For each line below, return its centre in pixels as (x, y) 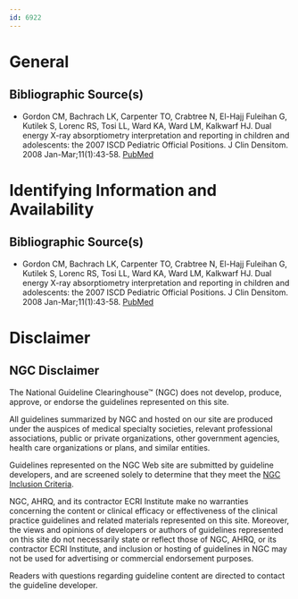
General (39, 61)
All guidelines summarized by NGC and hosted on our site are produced (141, 419)
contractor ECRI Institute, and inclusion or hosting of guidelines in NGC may (148, 548)
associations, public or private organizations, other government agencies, (145, 438)
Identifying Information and (113, 190)
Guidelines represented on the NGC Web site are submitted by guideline (141, 465)
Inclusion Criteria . (41, 484)
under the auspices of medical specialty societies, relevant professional (141, 428)
